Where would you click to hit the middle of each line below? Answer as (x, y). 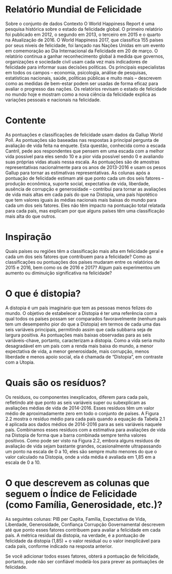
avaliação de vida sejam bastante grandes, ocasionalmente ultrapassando (83, 446)
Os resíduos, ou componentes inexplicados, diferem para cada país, (77, 397)
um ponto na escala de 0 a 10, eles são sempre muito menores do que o (81, 451)
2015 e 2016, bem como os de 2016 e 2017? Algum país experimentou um (83, 267)
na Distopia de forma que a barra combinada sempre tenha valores (76, 435)
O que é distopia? (43, 293)
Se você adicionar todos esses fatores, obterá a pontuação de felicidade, (82, 556)
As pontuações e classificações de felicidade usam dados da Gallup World (84, 135)
